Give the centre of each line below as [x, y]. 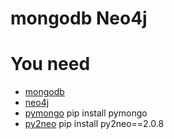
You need [50, 64]
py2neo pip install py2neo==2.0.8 [94, 124]
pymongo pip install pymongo [86, 113]
